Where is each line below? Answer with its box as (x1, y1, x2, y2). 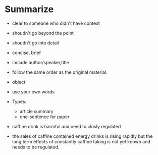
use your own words (12, 88, 55, 94)
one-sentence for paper (19, 114, 70, 120)
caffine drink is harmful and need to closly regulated (12, 123, 121, 129)
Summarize (5, 4, 54, 15)
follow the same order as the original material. (12, 69, 108, 75)
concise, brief (12, 49, 41, 56)
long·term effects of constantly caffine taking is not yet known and (12, 138, 151, 144)
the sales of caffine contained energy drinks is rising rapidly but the (12, 133, 153, 139)
